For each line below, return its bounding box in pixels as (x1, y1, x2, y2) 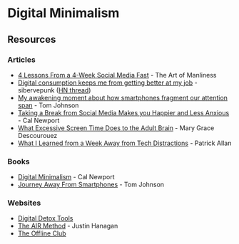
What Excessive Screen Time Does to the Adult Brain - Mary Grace (17, 123, 215, 132)
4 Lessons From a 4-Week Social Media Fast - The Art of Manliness (17, 70, 217, 79)
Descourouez (17, 131, 58, 139)
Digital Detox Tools (17, 214, 73, 223)
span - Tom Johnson (17, 101, 79, 110)
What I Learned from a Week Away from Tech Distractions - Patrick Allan (17, 139, 232, 147)
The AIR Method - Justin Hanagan (17, 222, 118, 230)
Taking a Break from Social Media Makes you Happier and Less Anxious (17, 108, 230, 117)
